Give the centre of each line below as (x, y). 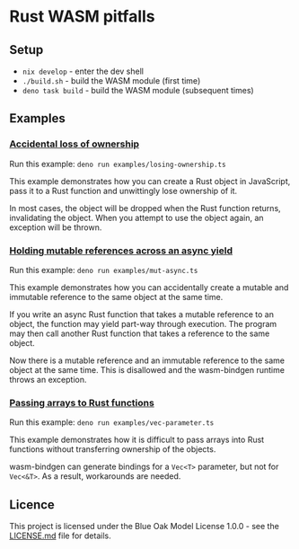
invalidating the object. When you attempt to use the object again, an (136, 217)
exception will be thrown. (56, 227)
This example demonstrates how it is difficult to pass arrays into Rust (137, 440)
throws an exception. (48, 379)
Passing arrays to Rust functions (82, 403)
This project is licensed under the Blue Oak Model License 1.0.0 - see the (145, 527)
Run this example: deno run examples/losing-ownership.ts (118, 164)
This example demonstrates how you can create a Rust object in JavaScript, (150, 181)
